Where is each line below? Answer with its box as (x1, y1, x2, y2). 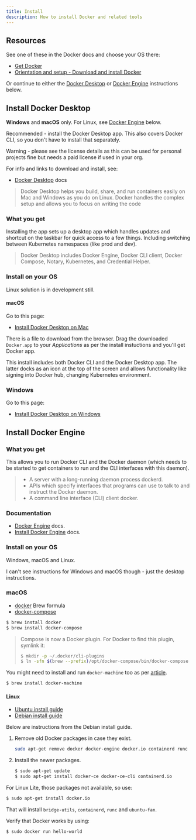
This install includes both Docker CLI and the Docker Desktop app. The (6, 359, 177, 366)
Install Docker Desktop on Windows (14, 411, 101, 418)
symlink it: (20, 642, 45, 649)
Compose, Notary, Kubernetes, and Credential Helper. (20, 258, 151, 265)
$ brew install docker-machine (6, 680, 82, 686)
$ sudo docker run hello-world (6, 828, 82, 834)
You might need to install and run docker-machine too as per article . (6, 669, 168, 676)
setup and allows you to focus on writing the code (20, 200, 142, 208)
